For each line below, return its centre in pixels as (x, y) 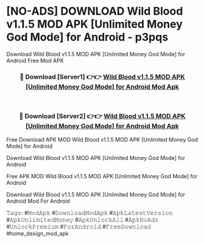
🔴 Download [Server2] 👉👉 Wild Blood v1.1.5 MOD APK (102, 116)
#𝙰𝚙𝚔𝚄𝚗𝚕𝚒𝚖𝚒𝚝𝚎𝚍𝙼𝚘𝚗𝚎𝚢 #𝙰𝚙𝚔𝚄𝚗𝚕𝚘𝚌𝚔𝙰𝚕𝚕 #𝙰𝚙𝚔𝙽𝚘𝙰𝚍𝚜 (83, 219)
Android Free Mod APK (35, 60)
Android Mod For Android (38, 201)
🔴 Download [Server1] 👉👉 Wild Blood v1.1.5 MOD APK (102, 76)
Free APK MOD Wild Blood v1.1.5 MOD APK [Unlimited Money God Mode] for (102, 176)
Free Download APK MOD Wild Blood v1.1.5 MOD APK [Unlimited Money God (102, 139)
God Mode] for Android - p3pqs (87, 37)
